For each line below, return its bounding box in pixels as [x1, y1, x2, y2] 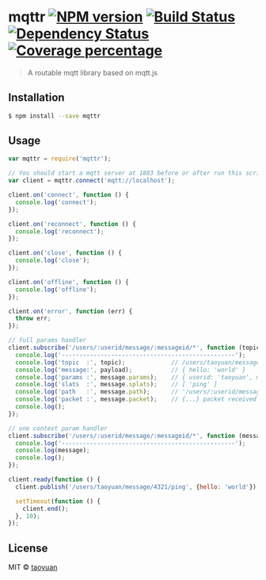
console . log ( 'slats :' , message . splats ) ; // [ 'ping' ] [15, 381, 218, 389]
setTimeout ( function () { [15, 497, 101, 505]
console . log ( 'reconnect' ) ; [15, 227, 104, 236]
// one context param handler [8, 424, 108, 432]
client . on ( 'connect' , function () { [8, 191, 129, 199]
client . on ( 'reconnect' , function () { [8, 220, 136, 228]
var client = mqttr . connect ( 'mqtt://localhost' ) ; [8, 177, 176, 185]
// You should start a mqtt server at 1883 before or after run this [8, 169, 243, 178]
